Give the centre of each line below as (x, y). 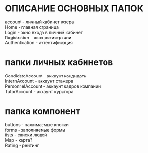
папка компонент (43, 111)
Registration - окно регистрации (38, 38)
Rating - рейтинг (22, 145)
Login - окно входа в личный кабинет (44, 32)
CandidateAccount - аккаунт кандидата (46, 76)
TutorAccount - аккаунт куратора (39, 91)
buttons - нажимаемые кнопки (37, 124)
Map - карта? (19, 140)
